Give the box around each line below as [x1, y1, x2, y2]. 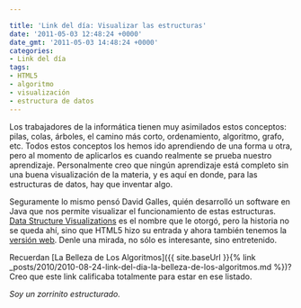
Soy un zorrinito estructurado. [9, 288, 121, 299]
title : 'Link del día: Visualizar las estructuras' [9, 21, 207, 30]
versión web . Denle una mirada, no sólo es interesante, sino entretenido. [9, 234, 277, 245]
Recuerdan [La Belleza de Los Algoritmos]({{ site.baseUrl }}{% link [9, 251, 256, 262]
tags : [9, 63, 30, 72]
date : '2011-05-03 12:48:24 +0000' [9, 29, 143, 39]
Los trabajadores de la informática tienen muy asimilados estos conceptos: [9, 121, 288, 131]
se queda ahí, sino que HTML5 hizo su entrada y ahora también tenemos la [9, 224, 288, 235]
